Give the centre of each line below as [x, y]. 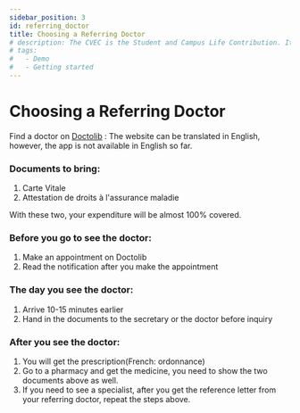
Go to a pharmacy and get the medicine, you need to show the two [145, 371]
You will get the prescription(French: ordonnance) [113, 361]
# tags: [24, 51]
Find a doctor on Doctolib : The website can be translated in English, [135, 136]
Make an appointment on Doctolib [84, 257]
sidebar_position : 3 [48, 17]
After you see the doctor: [65, 342]
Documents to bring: [55, 169]
